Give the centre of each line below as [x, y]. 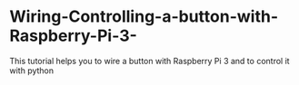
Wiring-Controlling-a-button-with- [144, 17]
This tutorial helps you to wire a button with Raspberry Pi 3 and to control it [149, 61]
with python [32, 71]
